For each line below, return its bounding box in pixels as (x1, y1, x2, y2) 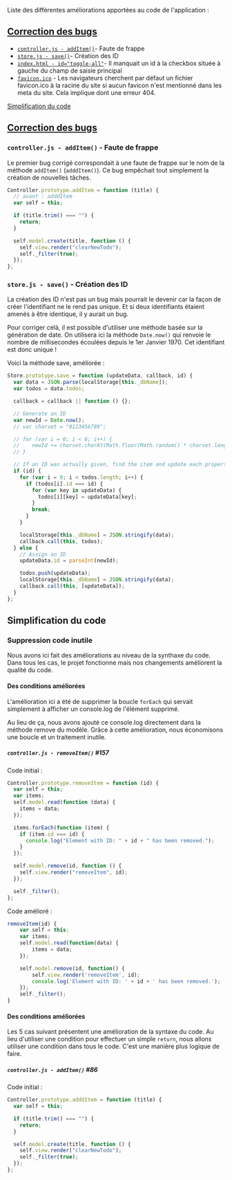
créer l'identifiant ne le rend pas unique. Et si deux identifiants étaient (7, 303, 205, 311)
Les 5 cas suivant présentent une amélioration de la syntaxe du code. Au (7, 1028, 214, 1036)
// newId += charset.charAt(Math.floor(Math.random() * (13, 442, 187, 449)
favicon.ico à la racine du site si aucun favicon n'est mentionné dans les (17, 81, 222, 89)
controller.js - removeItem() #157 (7, 748, 109, 757)
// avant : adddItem (13, 193, 72, 200)
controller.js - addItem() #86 (7, 1065, 98, 1073)
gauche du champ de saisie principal (17, 66, 122, 75)
